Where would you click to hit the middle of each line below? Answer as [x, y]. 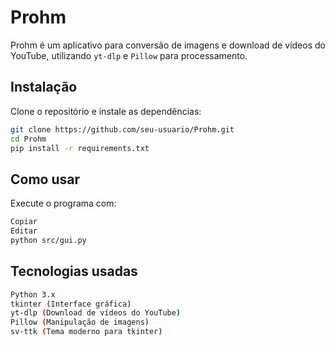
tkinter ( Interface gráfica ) [71, 304]
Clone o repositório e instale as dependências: [106, 111]
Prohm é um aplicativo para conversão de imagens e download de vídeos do [168, 45]
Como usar [45, 179]
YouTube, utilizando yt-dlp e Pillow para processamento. [129, 55]
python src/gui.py [48, 240]
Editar [24, 231]
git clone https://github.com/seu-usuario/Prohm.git [122, 129]
